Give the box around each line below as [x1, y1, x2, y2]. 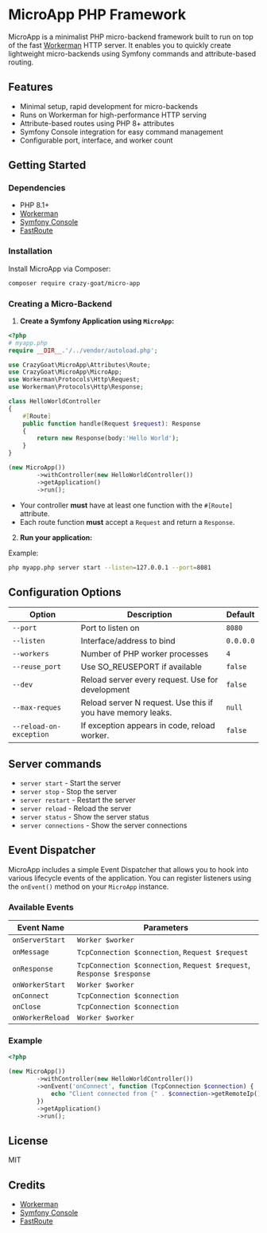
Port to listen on [80, 623, 140, 634]
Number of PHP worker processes [80, 648, 209, 660]
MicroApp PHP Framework [8, 6, 187, 24]
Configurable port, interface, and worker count [19, 135, 173, 145]
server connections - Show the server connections [19, 820, 188, 830]
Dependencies [8, 182, 66, 194]
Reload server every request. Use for [80, 675, 219, 686]
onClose [12, 1002, 41, 1012]
